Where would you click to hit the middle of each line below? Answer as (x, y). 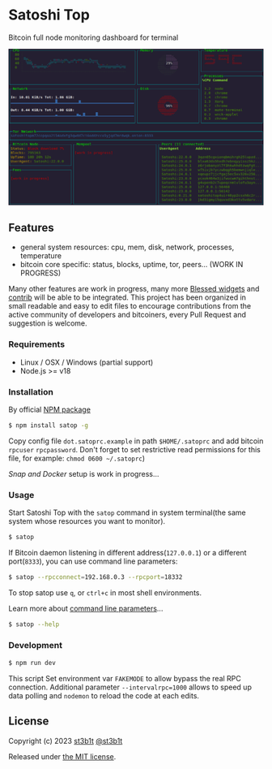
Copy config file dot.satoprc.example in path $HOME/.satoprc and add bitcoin (136, 441)
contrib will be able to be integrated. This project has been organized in (127, 297)
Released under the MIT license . (62, 756)
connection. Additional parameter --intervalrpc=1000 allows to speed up (130, 687)
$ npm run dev (32, 663)
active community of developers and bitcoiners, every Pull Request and (127, 315)
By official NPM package (50, 409)
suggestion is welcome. (48, 323)
